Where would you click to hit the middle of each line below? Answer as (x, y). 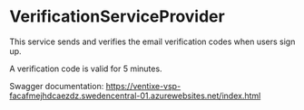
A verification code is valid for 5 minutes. (86, 69)
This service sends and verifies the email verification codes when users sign (152, 41)
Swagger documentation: (57, 86)
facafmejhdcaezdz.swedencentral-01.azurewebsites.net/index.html (135, 96)
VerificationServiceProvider (117, 17)
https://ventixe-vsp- (143, 86)
